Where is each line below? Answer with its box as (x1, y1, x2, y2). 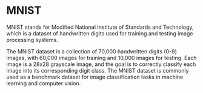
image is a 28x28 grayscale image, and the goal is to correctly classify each (6, 61, 196, 68)
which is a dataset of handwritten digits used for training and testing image (6, 29, 193, 37)
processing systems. (6, 36, 59, 43)
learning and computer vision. (6, 79, 81, 87)
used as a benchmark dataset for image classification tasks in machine (6, 73, 184, 80)
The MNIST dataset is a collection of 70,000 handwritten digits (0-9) (6, 47, 178, 55)
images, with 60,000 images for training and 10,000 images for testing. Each (6, 54, 197, 61)
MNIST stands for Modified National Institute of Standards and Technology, (6, 23, 194, 31)
